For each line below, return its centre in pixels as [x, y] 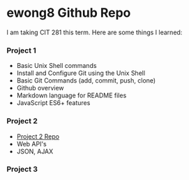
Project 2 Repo [38, 136]
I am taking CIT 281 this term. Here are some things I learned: [94, 32]
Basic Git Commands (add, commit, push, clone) [86, 81]
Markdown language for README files [71, 95]
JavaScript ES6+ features [53, 103]
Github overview [40, 88]
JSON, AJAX [35, 151]
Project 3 [22, 169]
